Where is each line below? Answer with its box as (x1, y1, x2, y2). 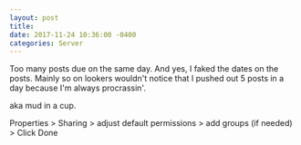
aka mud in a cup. (9, 101, 77, 111)
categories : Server (9, 38, 84, 48)
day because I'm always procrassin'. (9, 82, 146, 93)
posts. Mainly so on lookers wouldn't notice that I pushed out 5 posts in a (9, 73, 285, 84)
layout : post (9, 13, 59, 23)
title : (9, 22, 35, 31)
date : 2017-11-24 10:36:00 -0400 (9, 30, 137, 39)
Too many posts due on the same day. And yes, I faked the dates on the (9, 63, 279, 74)
